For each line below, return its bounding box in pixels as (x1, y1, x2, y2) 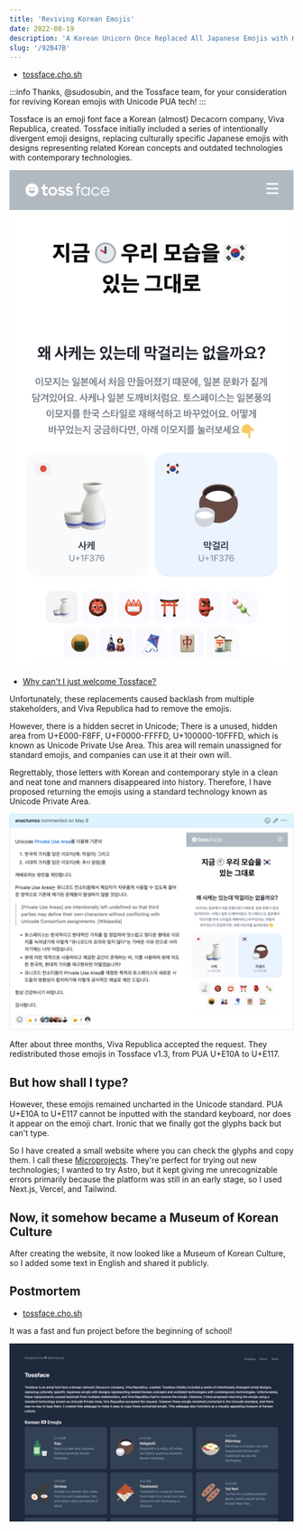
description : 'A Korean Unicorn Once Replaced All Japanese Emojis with (9, 33, 289, 43)
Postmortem (9, 1284, 81, 1299)
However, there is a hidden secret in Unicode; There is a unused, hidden (9, 721, 278, 732)
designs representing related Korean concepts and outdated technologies (9, 143, 283, 154)
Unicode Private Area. (9, 796, 91, 807)
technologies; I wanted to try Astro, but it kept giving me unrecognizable (9, 1165, 278, 1176)
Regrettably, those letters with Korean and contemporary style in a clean (9, 767, 278, 778)
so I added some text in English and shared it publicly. (9, 1258, 209, 1269)
